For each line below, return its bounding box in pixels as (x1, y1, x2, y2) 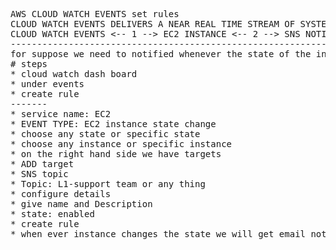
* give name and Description (10, 199, 153, 209)
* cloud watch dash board (10, 69, 138, 79)
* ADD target (10, 159, 75, 169)
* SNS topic (10, 169, 69, 179)
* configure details (10, 189, 112, 199)
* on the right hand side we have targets (10, 149, 222, 159)
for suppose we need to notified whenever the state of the (10, 49, 312, 59)
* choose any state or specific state (10, 129, 201, 139)
